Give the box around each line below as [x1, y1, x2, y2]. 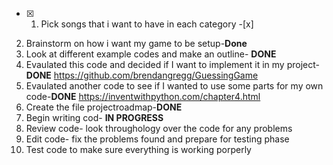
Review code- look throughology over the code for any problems [25, 123, 293, 134]
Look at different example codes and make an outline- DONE [25, 48, 277, 60]
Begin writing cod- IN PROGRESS [25, 112, 164, 123]
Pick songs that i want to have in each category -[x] [40, 18, 254, 30]
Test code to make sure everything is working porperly [25, 144, 252, 155]
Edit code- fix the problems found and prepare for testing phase [25, 133, 290, 145]
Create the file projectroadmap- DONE [25, 101, 183, 113]
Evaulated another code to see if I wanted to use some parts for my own [25, 80, 324, 92]
